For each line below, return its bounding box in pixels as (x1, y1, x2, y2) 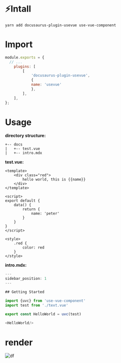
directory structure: (5, 133, 46, 139)
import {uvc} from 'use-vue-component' (5, 298, 86, 303)
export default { (5, 199, 40, 203)
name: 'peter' (31, 211, 60, 216)
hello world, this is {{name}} (22, 177, 86, 182)
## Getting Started (5, 290, 45, 294)
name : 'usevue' (31, 82, 62, 87)
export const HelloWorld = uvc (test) (5, 311, 82, 316)
